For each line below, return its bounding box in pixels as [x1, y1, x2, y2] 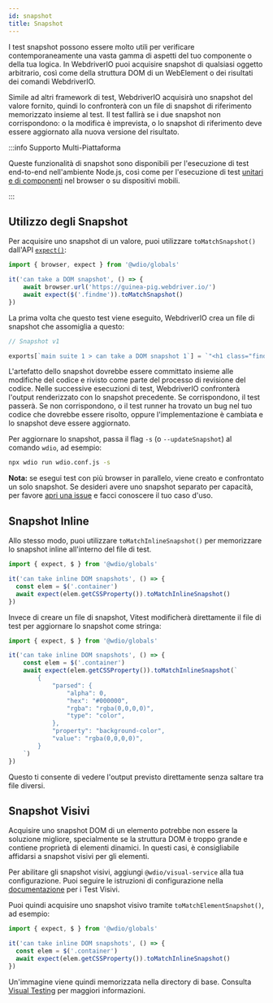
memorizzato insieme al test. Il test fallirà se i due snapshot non [8, 109, 221, 119]
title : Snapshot [8, 20, 63, 28]
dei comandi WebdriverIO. [8, 76, 96, 86]
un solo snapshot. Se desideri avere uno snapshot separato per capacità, [8, 482, 253, 492]
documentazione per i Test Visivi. [8, 884, 120, 895]
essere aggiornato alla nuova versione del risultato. [8, 127, 180, 137]
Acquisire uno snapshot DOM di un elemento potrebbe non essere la [8, 826, 238, 835]
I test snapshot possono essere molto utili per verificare [8, 41, 195, 51]
